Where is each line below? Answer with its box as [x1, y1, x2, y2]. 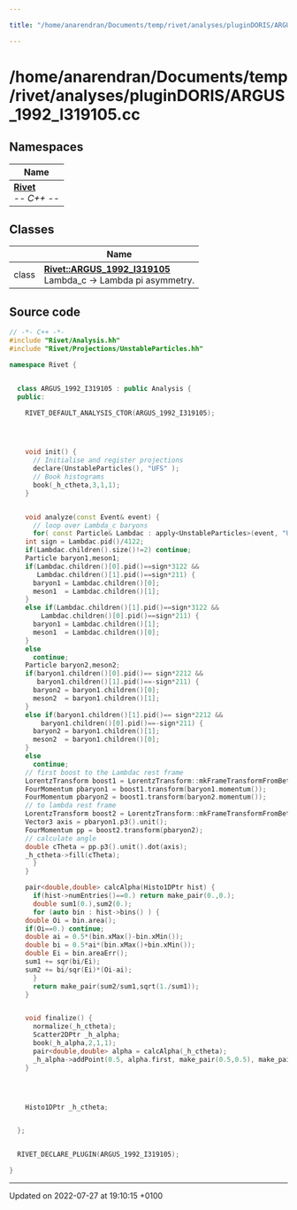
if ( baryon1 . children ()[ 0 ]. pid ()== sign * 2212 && [25, 669, 203, 678]
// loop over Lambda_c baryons [32, 520, 148, 530]
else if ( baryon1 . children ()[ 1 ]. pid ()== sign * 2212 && [25, 710, 224, 719]
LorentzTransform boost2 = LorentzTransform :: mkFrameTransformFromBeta [25, 809, 294, 818]
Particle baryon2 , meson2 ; [25, 661, 121, 670]
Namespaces [9, 139, 84, 155]
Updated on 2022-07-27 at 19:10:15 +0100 [9, 1190, 164, 1201]
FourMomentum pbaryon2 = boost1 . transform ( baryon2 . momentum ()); [25, 792, 267, 802]
